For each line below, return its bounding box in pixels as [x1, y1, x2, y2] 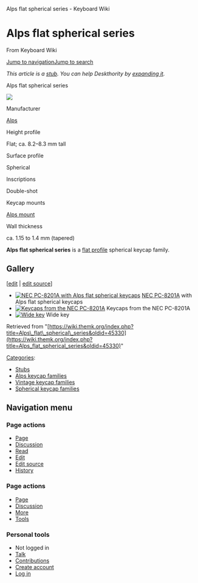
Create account [15, 564, 55, 571]
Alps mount [6, 211, 35, 218]
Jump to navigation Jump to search [6, 58, 94, 66]
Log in [15, 570, 32, 578]
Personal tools [6, 530, 50, 539]
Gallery [6, 264, 35, 274]
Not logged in [15, 544, 50, 551]
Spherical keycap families [15, 385, 80, 392]
